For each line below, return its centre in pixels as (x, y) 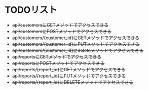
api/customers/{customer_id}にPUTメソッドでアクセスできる (76, 44)
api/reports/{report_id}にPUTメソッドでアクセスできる (69, 76)
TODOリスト (31, 10)
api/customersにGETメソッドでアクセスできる (60, 25)
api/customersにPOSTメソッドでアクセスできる (62, 31)
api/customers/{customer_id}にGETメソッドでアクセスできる (76, 38)
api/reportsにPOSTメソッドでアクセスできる (58, 63)
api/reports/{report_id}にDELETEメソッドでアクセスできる (73, 82)
